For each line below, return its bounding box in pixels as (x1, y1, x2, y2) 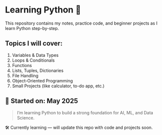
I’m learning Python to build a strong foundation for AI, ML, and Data (16, 109, 154, 115)
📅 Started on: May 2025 (5, 97, 79, 105)
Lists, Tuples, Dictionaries (12, 67, 64, 73)
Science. (16, 115, 35, 121)
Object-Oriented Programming (12, 78, 73, 83)
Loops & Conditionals (12, 57, 55, 63)
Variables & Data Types (12, 52, 59, 58)
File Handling (12, 72, 39, 79)
